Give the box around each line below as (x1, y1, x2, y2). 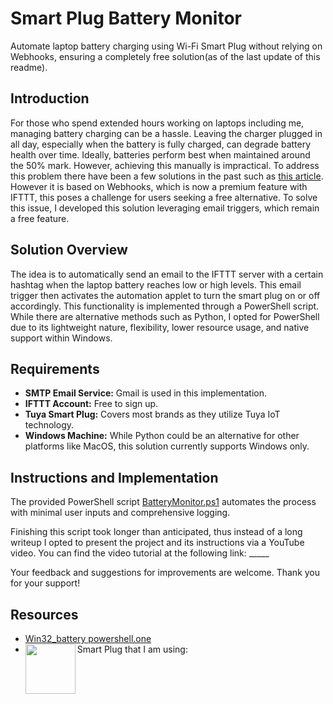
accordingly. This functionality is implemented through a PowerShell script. (10, 300, 320, 312)
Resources (10, 606, 79, 623)
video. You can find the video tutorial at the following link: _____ (10, 547, 270, 559)
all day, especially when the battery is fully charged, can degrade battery (10, 138, 312, 150)
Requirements (10, 360, 100, 377)
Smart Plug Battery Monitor (10, 7, 243, 30)
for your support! (10, 577, 81, 589)
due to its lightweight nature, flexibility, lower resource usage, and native (10, 321, 310, 333)
